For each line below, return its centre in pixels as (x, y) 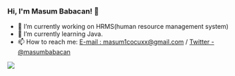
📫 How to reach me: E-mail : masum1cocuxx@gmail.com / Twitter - (116, 42)
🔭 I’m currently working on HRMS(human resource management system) (123, 27)
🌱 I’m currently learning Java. (60, 34)
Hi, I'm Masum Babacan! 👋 (53, 11)
